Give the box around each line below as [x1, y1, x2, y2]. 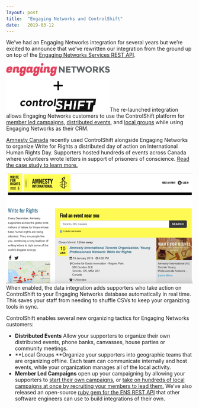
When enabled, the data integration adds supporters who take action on [6, 284, 182, 292]
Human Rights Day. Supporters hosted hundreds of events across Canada [6, 149, 187, 156]
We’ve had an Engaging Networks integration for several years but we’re [6, 39, 183, 46]
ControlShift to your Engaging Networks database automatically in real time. [6, 290, 191, 298]
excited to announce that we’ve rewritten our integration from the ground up [6, 45, 192, 53]
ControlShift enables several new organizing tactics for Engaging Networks [6, 315, 190, 322]
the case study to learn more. [6, 161, 78, 169]
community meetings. [14, 345, 68, 352]
